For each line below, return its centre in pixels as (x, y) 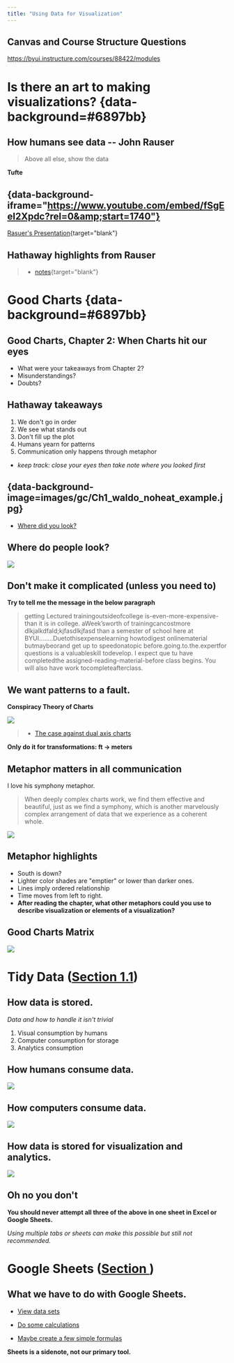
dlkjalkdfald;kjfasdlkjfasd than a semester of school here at (109, 631)
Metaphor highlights (52, 857)
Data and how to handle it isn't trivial (60, 1019)
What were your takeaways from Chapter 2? (80, 368)
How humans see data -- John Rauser (91, 143)
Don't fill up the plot (46, 436)
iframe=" (28, 206)
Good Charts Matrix (51, 932)
